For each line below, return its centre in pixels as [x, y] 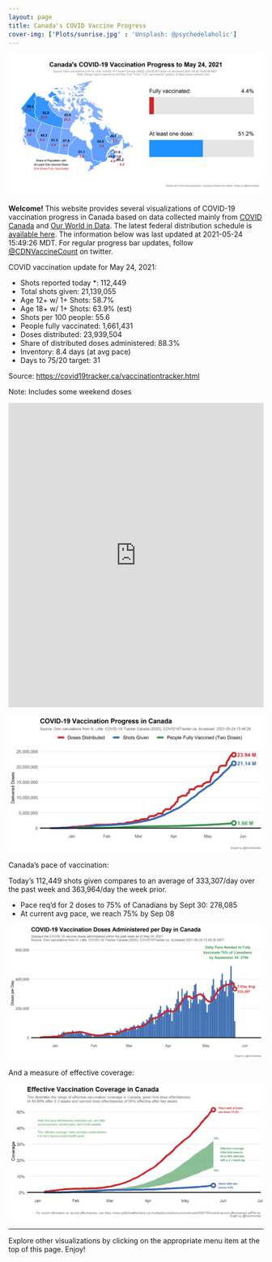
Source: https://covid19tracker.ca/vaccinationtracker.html [104, 376]
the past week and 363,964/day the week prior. [88, 889]
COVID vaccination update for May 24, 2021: [83, 266]
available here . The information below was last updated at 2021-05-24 [125, 234]
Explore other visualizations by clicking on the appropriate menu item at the [134, 1241]
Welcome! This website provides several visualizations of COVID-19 [122, 208]
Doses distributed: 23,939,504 [71, 334]
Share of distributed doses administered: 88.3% [100, 343]
